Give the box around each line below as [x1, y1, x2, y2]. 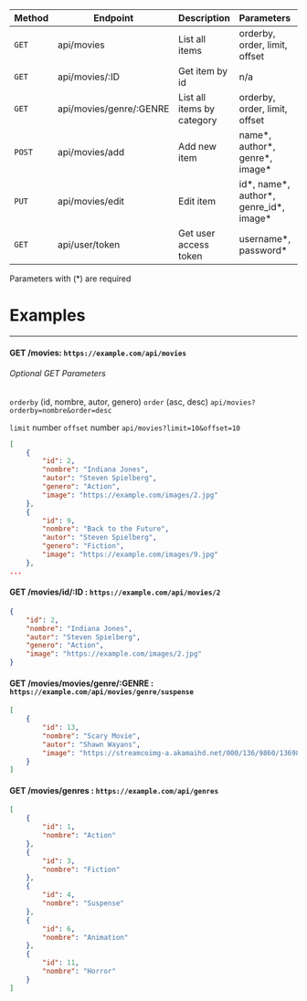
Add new [177, 141, 217, 153]
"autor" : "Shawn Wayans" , [42, 740, 142, 749]
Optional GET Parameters [9, 368, 107, 379]
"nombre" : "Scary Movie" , [42, 731, 142, 741]
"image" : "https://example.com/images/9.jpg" [42, 550, 219, 560]
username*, [238, 233, 291, 245]
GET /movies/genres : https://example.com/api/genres [9, 785, 219, 796]
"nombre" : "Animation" [42, 933, 129, 942]
